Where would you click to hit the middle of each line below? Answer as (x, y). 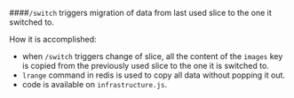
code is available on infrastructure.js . (94, 84)
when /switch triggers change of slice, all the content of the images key (152, 56)
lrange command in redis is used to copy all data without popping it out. (154, 75)
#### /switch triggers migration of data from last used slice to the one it (141, 13)
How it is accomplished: (53, 39)
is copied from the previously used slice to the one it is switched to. (145, 66)
